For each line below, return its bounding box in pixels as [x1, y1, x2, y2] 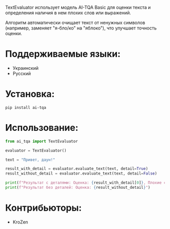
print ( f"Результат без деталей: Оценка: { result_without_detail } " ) [5, 185, 151, 190]
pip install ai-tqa [5, 105, 47, 110]
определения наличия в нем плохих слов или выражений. [5, 10, 132, 16]
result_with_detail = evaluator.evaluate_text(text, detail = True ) [5, 166, 148, 171]
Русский [12, 70, 31, 76]
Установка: [5, 89, 55, 100]
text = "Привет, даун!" [5, 157, 56, 162]
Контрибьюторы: [5, 202, 82, 214]
